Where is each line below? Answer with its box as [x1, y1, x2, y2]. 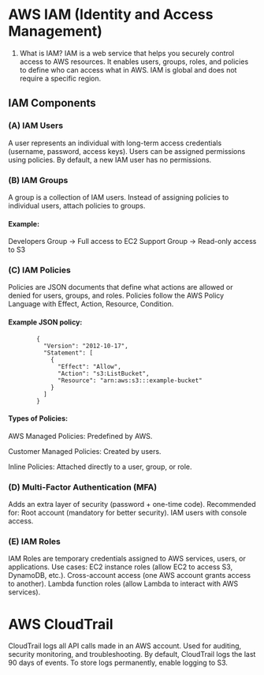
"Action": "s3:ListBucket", [58, 369, 150, 377]
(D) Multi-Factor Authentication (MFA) [8, 482, 158, 493]
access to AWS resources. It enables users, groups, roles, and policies [19, 57, 249, 66]
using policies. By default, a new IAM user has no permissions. [8, 155, 212, 164]
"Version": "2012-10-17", [43, 342, 128, 350]
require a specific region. [19, 73, 102, 83]
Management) [8, 22, 102, 40]
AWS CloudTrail [8, 615, 113, 633]
